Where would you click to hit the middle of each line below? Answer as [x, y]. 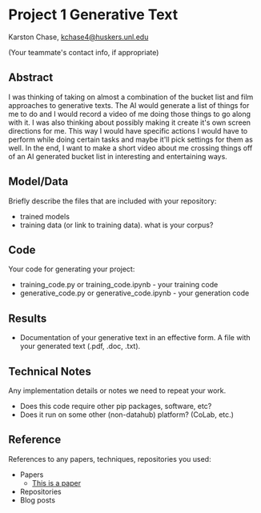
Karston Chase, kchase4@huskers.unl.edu [78, 37]
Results [28, 318]
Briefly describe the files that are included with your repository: [112, 201]
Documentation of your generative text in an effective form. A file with [135, 338]
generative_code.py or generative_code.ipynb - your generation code [135, 293]
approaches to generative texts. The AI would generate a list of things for [129, 105]
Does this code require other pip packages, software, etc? [116, 406]
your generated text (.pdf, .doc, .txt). [80, 347]
